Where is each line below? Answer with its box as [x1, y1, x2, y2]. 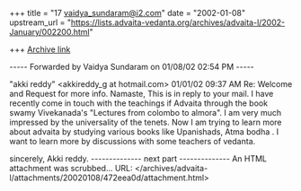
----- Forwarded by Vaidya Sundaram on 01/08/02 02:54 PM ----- [9, 62, 254, 72]
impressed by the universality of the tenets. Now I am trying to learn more [9, 117, 282, 127]
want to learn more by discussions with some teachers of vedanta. [9, 136, 256, 146]
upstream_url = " [9, 17, 72, 28]
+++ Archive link [9, 44, 71, 55]
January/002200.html [9, 27, 90, 37]
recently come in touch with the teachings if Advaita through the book [9, 98, 268, 109]
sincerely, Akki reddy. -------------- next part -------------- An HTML [9, 153, 268, 164]
